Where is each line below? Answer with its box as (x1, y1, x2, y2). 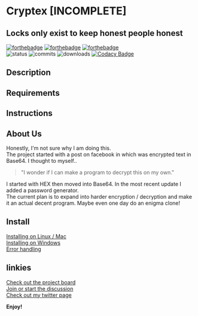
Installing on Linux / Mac (6, 232, 67, 240)
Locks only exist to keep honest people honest (6, 28, 184, 38)
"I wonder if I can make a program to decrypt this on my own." (20, 169, 175, 176)
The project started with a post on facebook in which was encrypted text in (6, 151, 191, 158)
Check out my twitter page (6, 291, 72, 299)
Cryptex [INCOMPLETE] (6, 4, 127, 18)
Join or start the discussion (6, 285, 74, 292)
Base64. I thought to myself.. (6, 157, 77, 164)
